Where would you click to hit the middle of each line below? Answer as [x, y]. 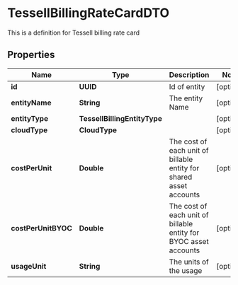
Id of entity [187, 86]
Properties [31, 55]
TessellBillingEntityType [121, 118]
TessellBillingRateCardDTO [89, 13]
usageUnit [29, 266]
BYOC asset [189, 241]
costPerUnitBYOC [42, 228]
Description [189, 74]
